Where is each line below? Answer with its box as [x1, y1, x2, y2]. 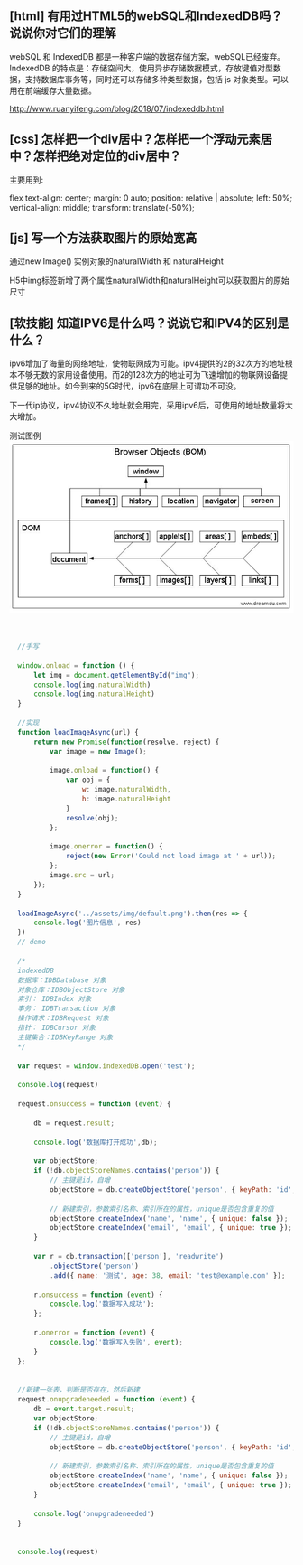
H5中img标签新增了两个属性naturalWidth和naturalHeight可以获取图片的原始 [9, 275, 290, 286]
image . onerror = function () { [49, 842, 164, 851]
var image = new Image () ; [49, 746, 147, 756]
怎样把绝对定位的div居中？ [32, 148, 182, 164]
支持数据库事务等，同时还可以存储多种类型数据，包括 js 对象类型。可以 [24, 73, 289, 84]
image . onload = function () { [49, 766, 160, 775]
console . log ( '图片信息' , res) [32, 918, 142, 928]
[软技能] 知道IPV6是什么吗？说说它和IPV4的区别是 [9, 315, 289, 331]
